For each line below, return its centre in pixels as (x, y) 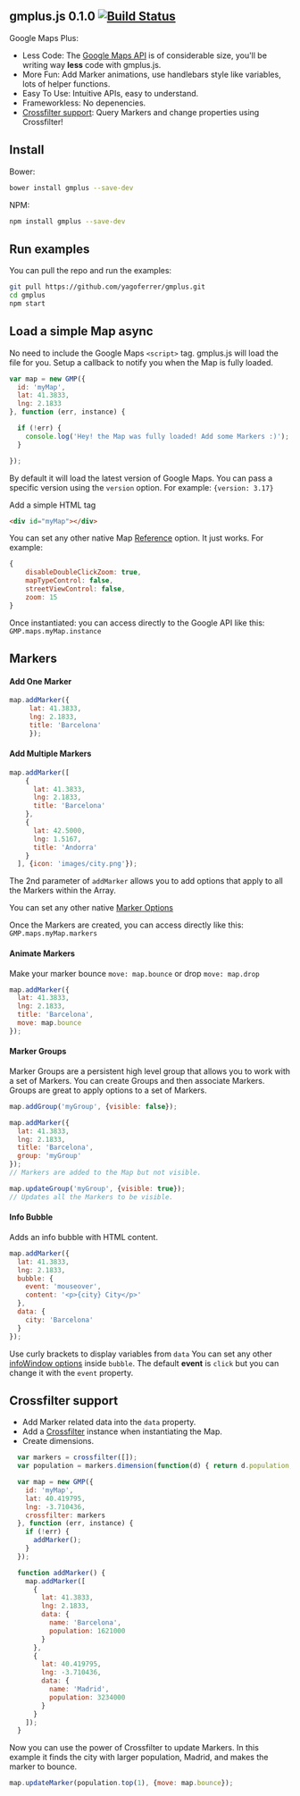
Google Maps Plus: (44, 38)
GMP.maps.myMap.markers (54, 934)
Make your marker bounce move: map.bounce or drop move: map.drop (135, 973)
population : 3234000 (87, 1697)
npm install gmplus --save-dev (67, 221)
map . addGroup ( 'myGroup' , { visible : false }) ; (93, 1106)
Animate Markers (42, 953)
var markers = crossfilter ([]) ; (78, 1457)
